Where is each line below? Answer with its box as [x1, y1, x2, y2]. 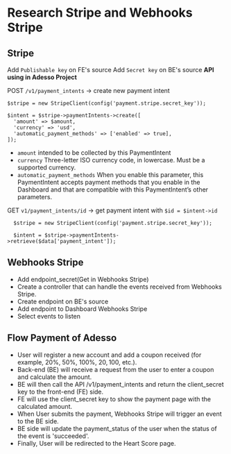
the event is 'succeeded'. [17, 432, 89, 440]
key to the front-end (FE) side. [17, 387, 104, 396]
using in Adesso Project [7, 73, 78, 81]
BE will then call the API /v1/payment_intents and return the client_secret [17, 380, 224, 388]
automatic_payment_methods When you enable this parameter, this [17, 171, 204, 178]
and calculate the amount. [17, 373, 92, 381]
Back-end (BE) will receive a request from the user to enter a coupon [17, 365, 214, 373]
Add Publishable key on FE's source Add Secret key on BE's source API [7, 66, 214, 74]
